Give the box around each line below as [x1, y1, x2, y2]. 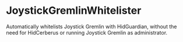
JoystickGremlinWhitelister [6, 4, 142, 17]
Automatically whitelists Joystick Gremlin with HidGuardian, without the [6, 23, 177, 30]
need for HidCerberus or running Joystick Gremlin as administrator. [6, 29, 168, 36]
